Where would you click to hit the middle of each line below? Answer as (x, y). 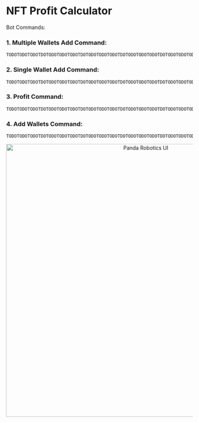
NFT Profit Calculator (59, 11)
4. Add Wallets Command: (44, 124)
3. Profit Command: (35, 97)
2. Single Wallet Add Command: (53, 70)
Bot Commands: (26, 27)
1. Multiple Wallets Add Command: (57, 43)
